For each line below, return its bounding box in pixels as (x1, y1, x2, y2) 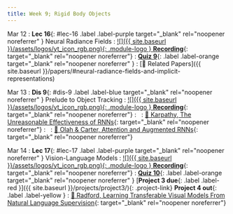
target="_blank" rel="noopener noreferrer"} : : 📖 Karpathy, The (7, 110, 192, 119)
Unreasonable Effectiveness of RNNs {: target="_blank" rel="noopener (7, 117, 210, 126)
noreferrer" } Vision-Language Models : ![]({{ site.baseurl (7, 154, 172, 162)
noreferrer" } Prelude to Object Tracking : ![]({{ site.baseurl (7, 95, 177, 104)
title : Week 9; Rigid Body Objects (7, 10, 111, 18)
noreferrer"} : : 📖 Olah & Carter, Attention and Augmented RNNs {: (7, 125, 198, 133)
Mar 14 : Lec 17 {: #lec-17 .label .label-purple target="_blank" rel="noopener (7, 146, 225, 154)
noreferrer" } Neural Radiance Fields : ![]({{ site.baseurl (7, 36, 167, 46)
